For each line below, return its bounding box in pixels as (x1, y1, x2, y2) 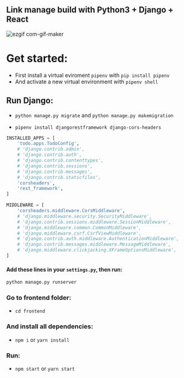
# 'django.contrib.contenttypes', (17, 157, 104, 164)
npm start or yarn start (14, 365, 75, 372)
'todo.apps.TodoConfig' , (17, 140, 80, 147)
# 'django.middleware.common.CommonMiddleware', (17, 224, 142, 230)
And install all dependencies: (6, 322, 94, 331)
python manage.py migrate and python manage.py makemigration (14, 111, 174, 119)
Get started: (6, 51, 68, 65)
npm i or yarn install (14, 336, 70, 344)
